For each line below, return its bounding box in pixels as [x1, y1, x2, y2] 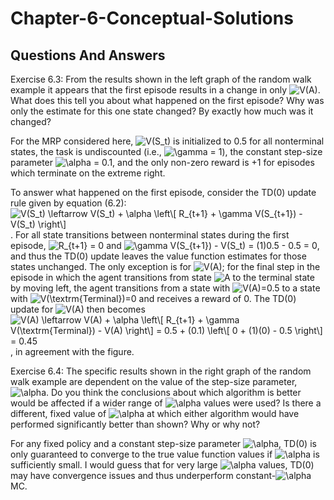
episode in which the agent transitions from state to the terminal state [10, 272, 315, 283]
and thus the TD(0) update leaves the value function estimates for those [10, 250, 307, 262]
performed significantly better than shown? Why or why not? [10, 418, 261, 430]
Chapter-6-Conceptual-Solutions [10, 7, 294, 30]
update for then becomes [10, 303, 146, 315]
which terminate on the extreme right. [10, 167, 166, 179]
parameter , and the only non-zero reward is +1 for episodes [10, 157, 315, 168]
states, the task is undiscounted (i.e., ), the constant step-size [10, 146, 323, 157]
